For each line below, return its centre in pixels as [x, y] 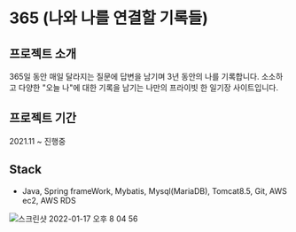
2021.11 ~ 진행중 [38, 141]
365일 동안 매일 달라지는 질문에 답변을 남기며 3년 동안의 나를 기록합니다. [134, 77]
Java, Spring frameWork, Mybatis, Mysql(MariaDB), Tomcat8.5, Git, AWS [155, 190]
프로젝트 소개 [43, 54]
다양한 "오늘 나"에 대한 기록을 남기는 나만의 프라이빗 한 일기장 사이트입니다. [148, 88]
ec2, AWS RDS [49, 200]
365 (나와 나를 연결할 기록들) [109, 18]
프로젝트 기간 [43, 118]
